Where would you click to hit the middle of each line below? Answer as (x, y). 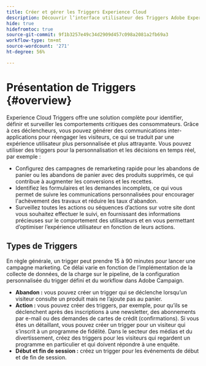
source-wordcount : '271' (38, 47)
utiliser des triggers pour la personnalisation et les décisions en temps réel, (101, 150)
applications (22, 137)
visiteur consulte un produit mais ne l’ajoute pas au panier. (89, 299)
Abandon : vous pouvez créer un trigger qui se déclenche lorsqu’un (101, 292)
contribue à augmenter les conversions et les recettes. (84, 181)
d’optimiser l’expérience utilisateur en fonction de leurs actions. (95, 226)
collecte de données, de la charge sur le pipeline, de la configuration (93, 274)
